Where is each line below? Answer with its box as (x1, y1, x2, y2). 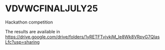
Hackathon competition (5, 19, 53, 25)
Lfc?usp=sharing (5, 39, 40, 45)
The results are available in (5, 28, 61, 34)
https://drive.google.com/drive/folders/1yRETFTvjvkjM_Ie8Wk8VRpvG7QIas (5, 34, 160, 40)
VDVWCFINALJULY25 (5, 3, 98, 14)
